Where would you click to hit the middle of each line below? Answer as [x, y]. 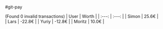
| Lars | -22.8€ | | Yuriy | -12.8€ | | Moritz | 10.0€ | [55, 22]
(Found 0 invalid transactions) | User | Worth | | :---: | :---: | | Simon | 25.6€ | [82, 16]
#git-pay [14, 7]
